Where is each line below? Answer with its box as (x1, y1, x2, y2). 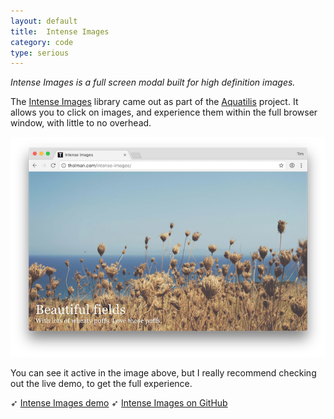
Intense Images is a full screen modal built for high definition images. (10, 76, 296, 89)
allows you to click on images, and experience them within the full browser (10, 106, 318, 119)
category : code (10, 37, 74, 47)
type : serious (10, 48, 70, 58)
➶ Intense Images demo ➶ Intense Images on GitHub (10, 397, 228, 409)
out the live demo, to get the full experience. (10, 378, 193, 390)
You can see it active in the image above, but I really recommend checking (10, 367, 317, 379)
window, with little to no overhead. (10, 117, 152, 129)
